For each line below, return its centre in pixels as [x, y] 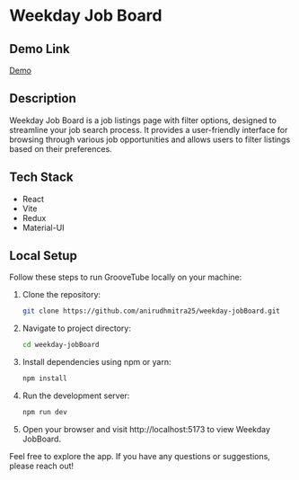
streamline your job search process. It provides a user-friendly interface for [149, 129]
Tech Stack [41, 178]
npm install [44, 378]
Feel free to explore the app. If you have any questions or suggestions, [140, 456]
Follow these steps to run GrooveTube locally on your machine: [126, 277]
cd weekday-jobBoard [61, 345]
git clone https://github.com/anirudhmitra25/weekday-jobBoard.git [151, 311]
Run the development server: [76, 396]
